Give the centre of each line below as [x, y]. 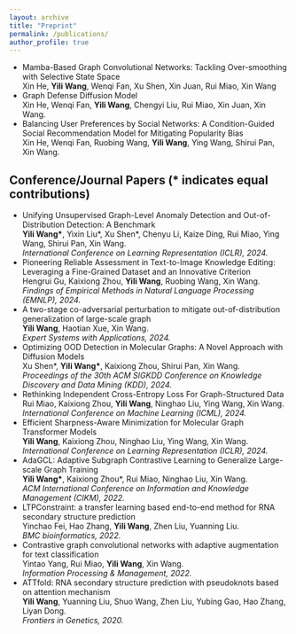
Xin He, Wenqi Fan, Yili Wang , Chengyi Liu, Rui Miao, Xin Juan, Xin [144, 105]
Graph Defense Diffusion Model [80, 96]
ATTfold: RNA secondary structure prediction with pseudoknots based [150, 583]
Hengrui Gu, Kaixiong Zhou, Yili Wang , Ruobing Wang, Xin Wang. [141, 281]
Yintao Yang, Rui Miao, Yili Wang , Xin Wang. [103, 564]
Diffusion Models [53, 356]
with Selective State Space [71, 77]
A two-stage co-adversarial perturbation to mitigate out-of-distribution [151, 309]
